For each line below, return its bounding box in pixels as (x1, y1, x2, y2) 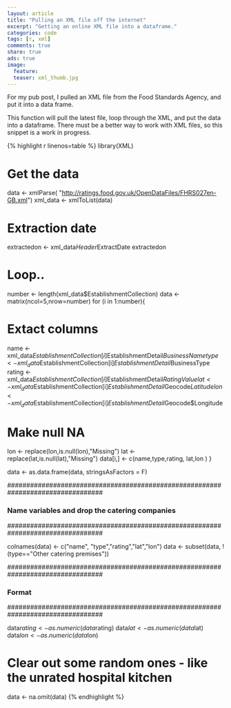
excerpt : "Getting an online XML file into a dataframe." (7, 23, 177, 30)
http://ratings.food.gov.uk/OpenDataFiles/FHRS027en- (61, 189, 217, 197)
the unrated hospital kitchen (7, 670, 172, 686)
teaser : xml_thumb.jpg (13, 74, 79, 81)
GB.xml (7, 196, 28, 204)
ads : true (7, 55, 36, 62)
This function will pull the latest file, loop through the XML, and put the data (7, 114, 221, 122)
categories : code (7, 29, 57, 37)
